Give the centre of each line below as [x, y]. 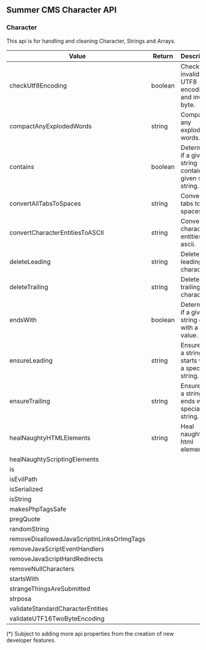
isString [21, 499]
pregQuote [25, 519]
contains [22, 167]
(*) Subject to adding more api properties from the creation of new [90, 633]
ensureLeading [31, 360]
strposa [21, 599]
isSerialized [26, 489]
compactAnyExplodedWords [51, 126]
